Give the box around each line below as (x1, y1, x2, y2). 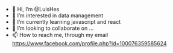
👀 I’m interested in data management (11, 12, 104, 19)
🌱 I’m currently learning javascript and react (11, 18, 121, 25)
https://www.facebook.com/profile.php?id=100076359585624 (11, 40, 167, 47)
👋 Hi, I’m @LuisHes (11, 6, 60, 13)
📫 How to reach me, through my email (11, 32, 109, 38)
